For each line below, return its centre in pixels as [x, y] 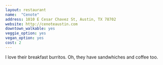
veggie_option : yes [26, 33]
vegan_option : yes [24, 38]
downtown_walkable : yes [30, 29]
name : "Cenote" [22, 15]
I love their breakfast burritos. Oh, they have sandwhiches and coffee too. [82, 57]
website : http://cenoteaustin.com [42, 24]
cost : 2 [13, 43]
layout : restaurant [26, 10]
